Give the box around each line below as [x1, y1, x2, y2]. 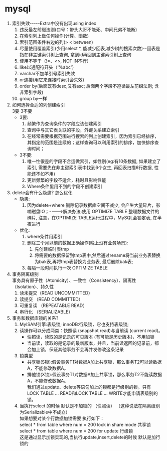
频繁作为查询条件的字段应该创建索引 [27, 120, 102, 126]
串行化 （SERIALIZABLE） [19, 309, 73, 315]
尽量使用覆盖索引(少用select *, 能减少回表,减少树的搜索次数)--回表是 [19, 45, 160, 51]
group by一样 [19, 95, 47, 101]
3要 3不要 [12, 108, 33, 114]
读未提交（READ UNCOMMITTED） [19, 289, 93, 296]
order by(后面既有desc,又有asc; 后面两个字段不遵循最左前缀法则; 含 [19, 83, 159, 89]
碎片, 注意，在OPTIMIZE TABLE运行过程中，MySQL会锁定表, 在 [27, 214, 157, 221]
